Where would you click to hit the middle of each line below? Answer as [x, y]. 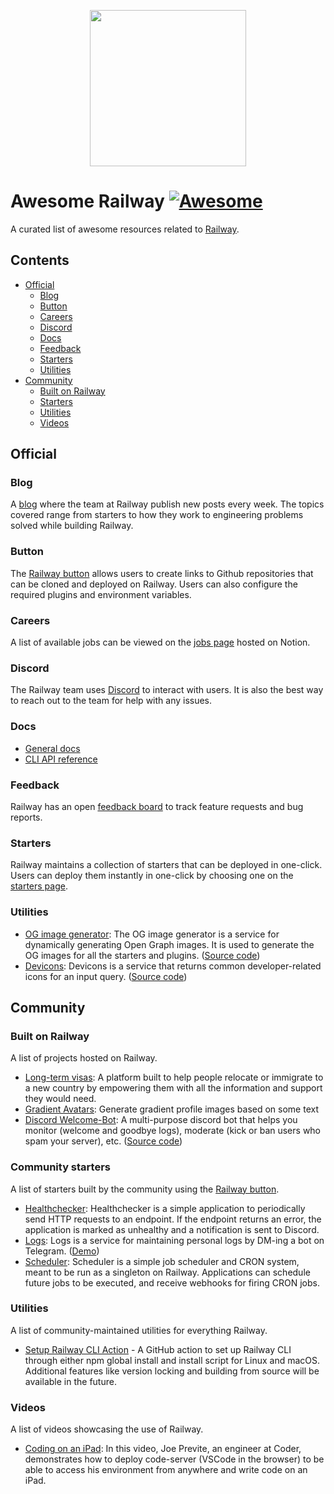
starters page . [39, 886]
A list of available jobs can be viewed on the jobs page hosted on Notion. [160, 642]
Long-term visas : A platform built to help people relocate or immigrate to [174, 1077]
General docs [52, 748]
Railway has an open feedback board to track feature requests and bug [157, 806]
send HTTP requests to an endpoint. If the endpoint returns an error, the [173, 1219]
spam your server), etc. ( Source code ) [103, 1141]
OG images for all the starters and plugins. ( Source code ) [142, 955]
